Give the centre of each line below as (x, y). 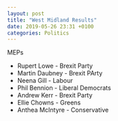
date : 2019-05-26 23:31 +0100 (51, 26)
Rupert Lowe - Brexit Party (55, 66)
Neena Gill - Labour (45, 81)
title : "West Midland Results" (52, 20)
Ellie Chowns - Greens (49, 103)
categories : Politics (38, 33)
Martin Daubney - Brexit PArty (60, 73)
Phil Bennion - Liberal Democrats (64, 88)
